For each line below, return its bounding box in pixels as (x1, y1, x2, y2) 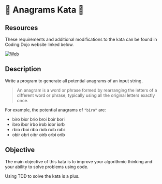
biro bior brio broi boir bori (12, 116, 65, 122)
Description (5, 65, 41, 73)
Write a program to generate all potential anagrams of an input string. (5, 77, 143, 84)
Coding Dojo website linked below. (5, 42, 74, 47)
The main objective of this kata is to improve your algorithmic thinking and (5, 158, 153, 164)
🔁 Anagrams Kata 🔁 (5, 4, 84, 15)
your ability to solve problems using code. (5, 164, 88, 169)
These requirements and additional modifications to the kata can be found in (5, 36, 157, 42)
